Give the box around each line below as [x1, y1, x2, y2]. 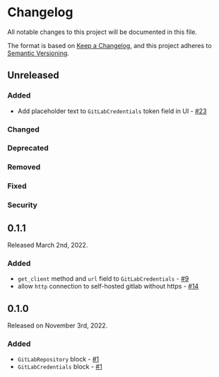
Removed [7, 162, 41, 172]
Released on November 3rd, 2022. [7, 321, 108, 330]
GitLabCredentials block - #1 [17, 362, 102, 371]
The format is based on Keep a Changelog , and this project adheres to [7, 41, 212, 50]
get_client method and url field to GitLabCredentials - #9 [17, 274, 189, 283]
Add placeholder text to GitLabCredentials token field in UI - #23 [17, 107, 207, 115]
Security [7, 200, 37, 210]
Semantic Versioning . [7, 49, 69, 57]
